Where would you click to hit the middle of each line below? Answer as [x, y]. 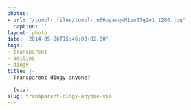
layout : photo [27, 33]
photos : [18, 13]
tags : [15, 45]
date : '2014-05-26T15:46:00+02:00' [58, 39]
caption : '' [31, 26]
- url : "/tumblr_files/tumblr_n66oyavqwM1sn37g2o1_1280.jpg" [97, 20]
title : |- [21, 71]
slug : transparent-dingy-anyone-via [59, 96]
